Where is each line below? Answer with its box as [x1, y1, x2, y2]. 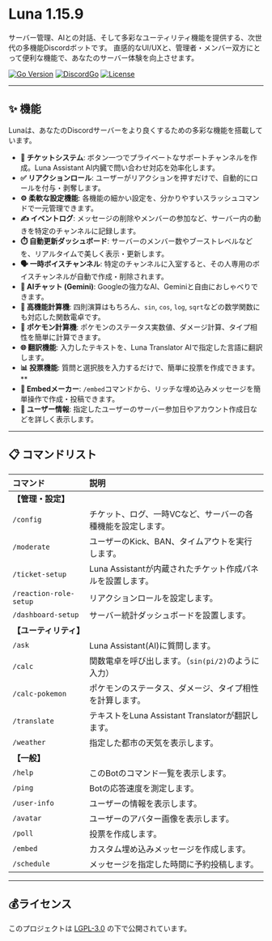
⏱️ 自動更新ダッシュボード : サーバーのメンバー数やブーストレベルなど [19, 236, 253, 245]
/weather [12, 738, 46, 747]
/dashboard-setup [12, 610, 79, 620]
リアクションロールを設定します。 [88, 592, 219, 603]
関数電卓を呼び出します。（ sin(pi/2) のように [88, 655, 260, 666]
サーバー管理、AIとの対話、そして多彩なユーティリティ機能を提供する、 [8, 32, 249, 42]
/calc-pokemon [12, 689, 67, 698]
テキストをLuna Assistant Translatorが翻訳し [88, 709, 259, 721]
